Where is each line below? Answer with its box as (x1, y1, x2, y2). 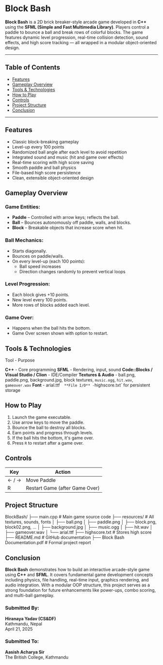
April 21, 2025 (5, 626, 33, 632)
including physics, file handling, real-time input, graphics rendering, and (5, 577, 149, 583)
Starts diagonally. (12, 248, 47, 254)
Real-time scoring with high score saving (12, 159, 94, 165)
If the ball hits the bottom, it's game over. (12, 435, 94, 441)
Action (55, 468, 71, 475)
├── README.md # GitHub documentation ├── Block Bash (5, 534, 125, 540)
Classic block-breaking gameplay (12, 139, 79, 145)
